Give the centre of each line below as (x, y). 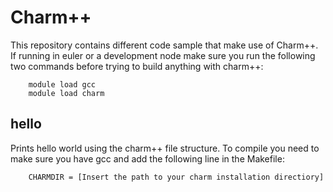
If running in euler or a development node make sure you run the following (163, 55)
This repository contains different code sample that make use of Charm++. (164, 45)
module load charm (66, 93)
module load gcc (62, 84)
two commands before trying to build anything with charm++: (137, 66)
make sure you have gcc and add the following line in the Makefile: (147, 158)
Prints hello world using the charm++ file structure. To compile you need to (165, 148)
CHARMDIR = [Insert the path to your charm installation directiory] (176, 177)
